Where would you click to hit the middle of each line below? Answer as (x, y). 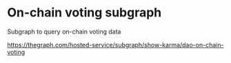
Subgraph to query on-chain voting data (64, 32)
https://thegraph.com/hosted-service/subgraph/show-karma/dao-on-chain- (115, 45)
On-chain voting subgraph (84, 13)
